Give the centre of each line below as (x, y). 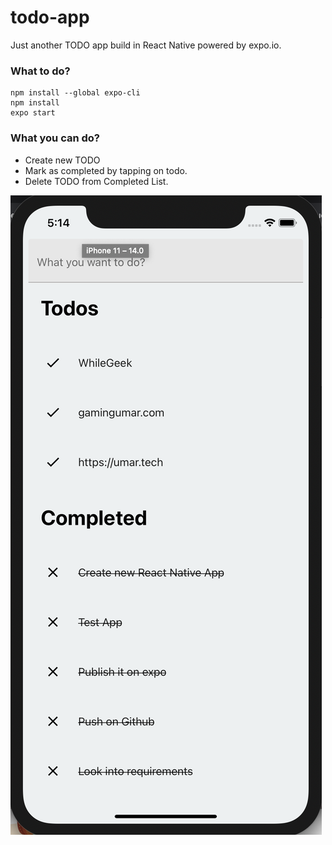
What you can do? (55, 138)
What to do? (40, 71)
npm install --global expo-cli (75, 93)
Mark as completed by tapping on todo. (106, 170)
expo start (33, 113)
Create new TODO (62, 160)
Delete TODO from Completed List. (96, 181)
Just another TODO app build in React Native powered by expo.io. (146, 45)
